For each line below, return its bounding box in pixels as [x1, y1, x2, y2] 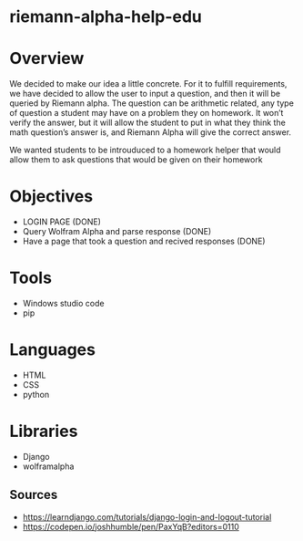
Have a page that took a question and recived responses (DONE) [22, 235, 266, 247]
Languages [9, 339, 96, 360]
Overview [9, 48, 85, 69]
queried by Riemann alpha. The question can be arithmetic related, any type [9, 98, 294, 109]
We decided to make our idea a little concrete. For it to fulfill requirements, [9, 78, 288, 89]
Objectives [9, 186, 94, 207]
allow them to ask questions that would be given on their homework [9, 154, 263, 165]
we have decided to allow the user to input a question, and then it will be [9, 88, 280, 99]
